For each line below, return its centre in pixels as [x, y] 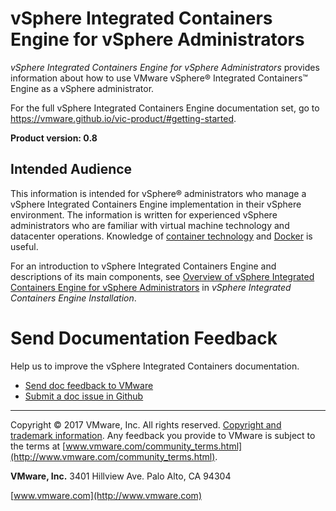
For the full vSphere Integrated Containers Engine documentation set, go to [165, 108]
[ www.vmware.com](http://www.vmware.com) [106, 495]
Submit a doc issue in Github [84, 396]
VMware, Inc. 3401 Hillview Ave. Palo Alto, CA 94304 [121, 476]
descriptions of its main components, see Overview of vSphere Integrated [162, 276]
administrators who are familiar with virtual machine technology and [150, 225]
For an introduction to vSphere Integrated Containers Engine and [143, 266]
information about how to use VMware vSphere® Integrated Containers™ [159, 78]
